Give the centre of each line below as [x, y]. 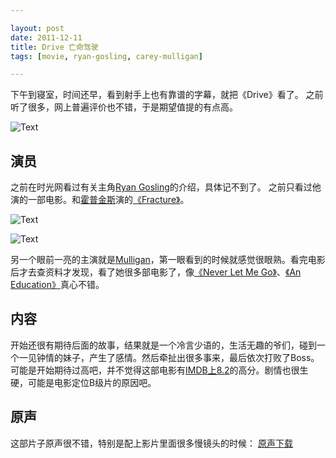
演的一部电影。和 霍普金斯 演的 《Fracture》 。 [100, 200]
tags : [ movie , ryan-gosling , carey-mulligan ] [106, 56]
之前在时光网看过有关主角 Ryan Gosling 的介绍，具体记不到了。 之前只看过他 [166, 187]
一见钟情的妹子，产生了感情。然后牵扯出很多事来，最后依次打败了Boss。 [169, 357]
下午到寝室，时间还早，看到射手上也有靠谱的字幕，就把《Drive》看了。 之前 [167, 95]
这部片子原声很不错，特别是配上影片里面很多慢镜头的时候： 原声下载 [151, 443]
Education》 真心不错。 [57, 285]
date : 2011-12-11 [46, 37]
